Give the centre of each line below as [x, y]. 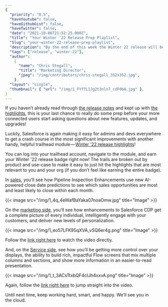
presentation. [19, 266]
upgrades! [16, 124]
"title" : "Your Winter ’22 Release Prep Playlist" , [65, 38]
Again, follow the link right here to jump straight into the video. [69, 285]
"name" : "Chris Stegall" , [45, 66]
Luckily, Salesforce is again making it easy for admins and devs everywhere [83, 134]
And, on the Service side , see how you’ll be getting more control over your [82, 250]
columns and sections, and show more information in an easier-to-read [78, 260]
